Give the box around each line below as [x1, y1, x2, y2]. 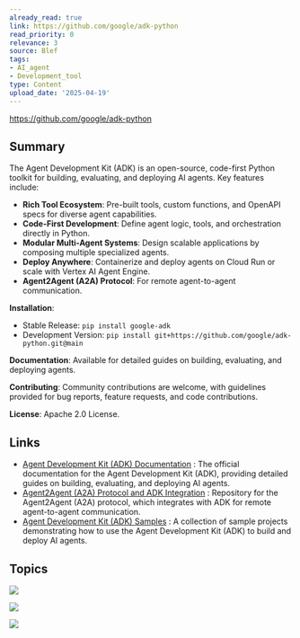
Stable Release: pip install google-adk [22, 320, 171, 331]
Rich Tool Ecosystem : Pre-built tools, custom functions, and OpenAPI [22, 199, 281, 210]
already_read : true [9, 13, 83, 22]
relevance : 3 [9, 38, 58, 48]
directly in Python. [22, 228, 90, 239]
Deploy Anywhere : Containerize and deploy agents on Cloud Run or [22, 257, 276, 268]
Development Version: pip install [22, 330, 151, 341]
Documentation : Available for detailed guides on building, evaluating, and [9, 355, 283, 366]
